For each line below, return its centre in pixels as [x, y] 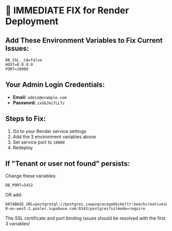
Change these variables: [31, 176]
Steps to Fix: [26, 119]
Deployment [32, 21]
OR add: [14, 195]
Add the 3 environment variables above [54, 137]
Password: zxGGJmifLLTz [39, 103]
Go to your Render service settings [49, 131]
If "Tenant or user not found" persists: [68, 164]
